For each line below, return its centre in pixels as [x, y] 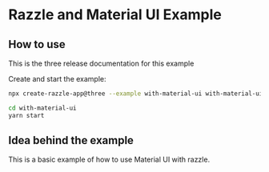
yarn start [26, 115]
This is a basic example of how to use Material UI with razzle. [109, 160]
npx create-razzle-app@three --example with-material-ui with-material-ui [136, 94]
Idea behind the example [71, 140]
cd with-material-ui [43, 108]
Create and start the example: [57, 79]
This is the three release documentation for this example [101, 63]
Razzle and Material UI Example [115, 15]
